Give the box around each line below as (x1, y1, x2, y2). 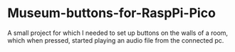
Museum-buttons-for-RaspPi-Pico (7, 5, 216, 21)
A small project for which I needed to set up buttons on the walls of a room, (7, 28, 229, 37)
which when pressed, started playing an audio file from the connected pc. (7, 36, 224, 44)
